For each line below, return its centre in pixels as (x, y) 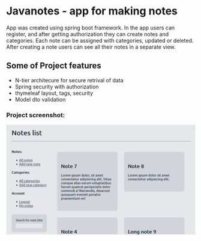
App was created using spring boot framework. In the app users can (91, 28)
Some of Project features (54, 66)
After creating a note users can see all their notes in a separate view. (91, 47)
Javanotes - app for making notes (92, 11)
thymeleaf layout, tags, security (54, 93)
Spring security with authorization (57, 87)
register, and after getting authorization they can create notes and (88, 34)
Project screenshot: (36, 115)
